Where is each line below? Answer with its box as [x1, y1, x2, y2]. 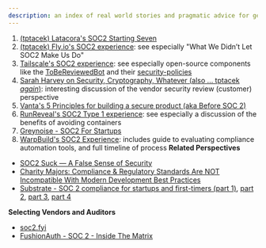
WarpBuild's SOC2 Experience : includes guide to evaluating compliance [19, 134, 255, 143]
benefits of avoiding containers [19, 117, 122, 127]
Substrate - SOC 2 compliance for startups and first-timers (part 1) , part [19, 183, 254, 193]
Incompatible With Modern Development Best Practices [19, 175, 201, 185]
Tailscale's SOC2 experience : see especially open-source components [19, 59, 251, 68]
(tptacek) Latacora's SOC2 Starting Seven [19, 33, 157, 43]
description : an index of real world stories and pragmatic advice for [8, 11, 249, 20]
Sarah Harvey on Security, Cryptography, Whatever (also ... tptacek [19, 75, 240, 85]
